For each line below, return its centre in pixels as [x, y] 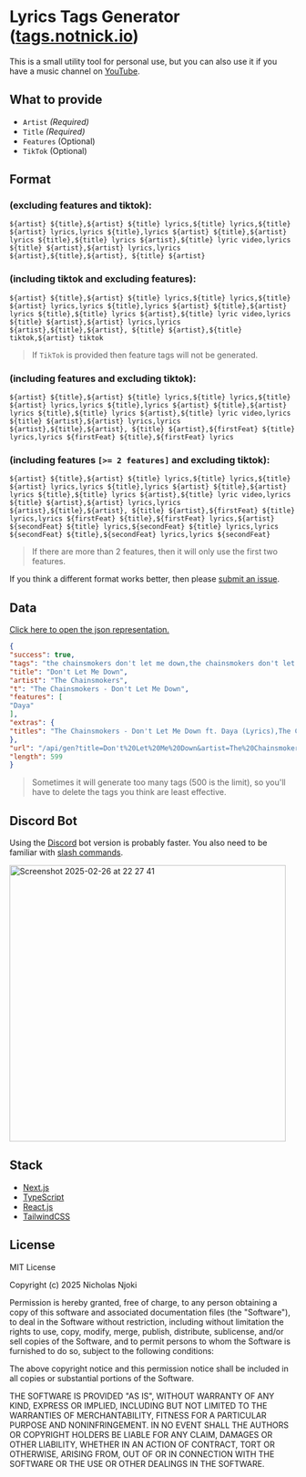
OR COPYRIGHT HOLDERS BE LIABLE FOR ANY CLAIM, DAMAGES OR [141, 1434]
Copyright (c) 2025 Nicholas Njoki [73, 1285]
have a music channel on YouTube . [75, 71]
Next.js [36, 1187]
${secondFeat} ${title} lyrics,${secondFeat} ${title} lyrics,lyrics [144, 527]
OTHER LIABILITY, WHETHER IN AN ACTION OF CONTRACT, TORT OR [142, 1444]
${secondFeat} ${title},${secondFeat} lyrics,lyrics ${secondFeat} [140, 535]
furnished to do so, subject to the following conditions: [112, 1350]
